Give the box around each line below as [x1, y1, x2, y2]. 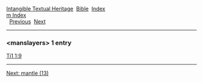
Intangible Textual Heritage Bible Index [6, 5, 106, 12]
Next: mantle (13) [6, 69, 49, 77]
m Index [6, 11, 27, 19]
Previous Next [8, 18, 46, 25]
